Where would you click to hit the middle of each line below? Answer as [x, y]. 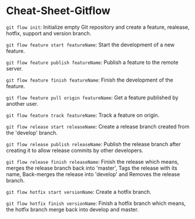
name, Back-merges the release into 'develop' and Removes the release [93, 174]
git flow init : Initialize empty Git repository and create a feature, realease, [98, 27]
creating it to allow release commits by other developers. [75, 150]
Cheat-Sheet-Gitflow [58, 11]
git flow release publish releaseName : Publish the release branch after [93, 144]
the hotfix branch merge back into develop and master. [73, 209]
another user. [22, 103]
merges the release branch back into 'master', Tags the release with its [92, 168]
